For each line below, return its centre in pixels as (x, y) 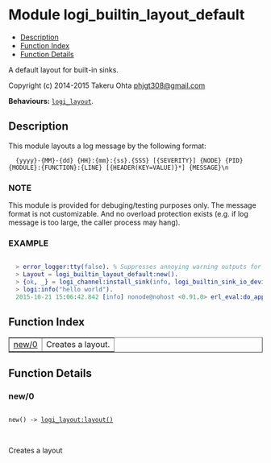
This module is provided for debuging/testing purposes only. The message (132, 205)
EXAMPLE (29, 243)
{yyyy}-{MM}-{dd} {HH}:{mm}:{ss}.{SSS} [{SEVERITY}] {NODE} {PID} (129, 160)
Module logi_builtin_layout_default (127, 15)
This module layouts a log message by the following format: (108, 146)
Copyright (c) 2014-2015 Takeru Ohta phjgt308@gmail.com (107, 85)
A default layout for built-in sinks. (64, 69)
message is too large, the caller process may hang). (94, 222)
